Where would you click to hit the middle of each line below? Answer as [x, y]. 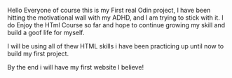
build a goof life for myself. [46, 32]
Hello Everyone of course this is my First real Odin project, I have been [109, 10]
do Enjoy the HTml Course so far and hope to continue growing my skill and [116, 25]
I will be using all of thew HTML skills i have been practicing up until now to [116, 46]
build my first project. [38, 53]
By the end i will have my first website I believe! [76, 67]
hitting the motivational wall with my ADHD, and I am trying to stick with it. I [115, 18]
